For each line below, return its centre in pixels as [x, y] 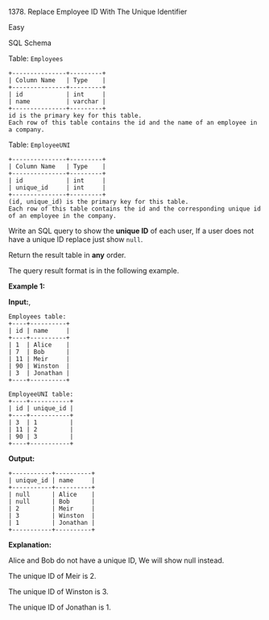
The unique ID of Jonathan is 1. [60, 607]
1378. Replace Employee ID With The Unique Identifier [98, 12]
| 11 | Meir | [39, 359]
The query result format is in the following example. [94, 270]
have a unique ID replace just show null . [76, 239]
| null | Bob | [52, 501]
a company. [27, 130]
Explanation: [30, 545]
